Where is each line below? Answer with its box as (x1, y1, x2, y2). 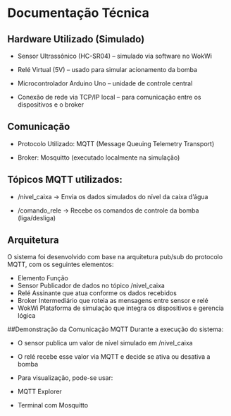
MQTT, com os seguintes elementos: (7, 260, 114, 269)
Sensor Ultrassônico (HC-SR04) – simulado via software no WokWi (17, 52, 213, 60)
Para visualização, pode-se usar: (17, 374, 113, 382)
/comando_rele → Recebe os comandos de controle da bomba (17, 206, 199, 215)
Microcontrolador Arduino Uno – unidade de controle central (17, 79, 193, 88)
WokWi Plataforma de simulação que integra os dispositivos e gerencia (17, 304, 224, 312)
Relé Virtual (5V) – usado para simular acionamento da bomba (17, 66, 198, 73)
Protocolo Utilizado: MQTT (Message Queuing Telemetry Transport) (17, 139, 215, 148)
